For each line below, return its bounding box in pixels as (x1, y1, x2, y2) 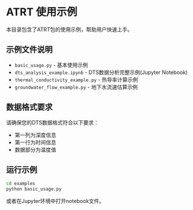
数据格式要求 (6, 102, 53, 112)
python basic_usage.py (6, 186, 62, 192)
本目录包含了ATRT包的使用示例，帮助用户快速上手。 (6, 26, 133, 33)
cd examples (6, 181, 35, 187)
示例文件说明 (6, 45, 53, 55)
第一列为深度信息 (14, 131, 56, 138)
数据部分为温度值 (14, 146, 56, 153)
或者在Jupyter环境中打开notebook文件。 (6, 198, 105, 205)
